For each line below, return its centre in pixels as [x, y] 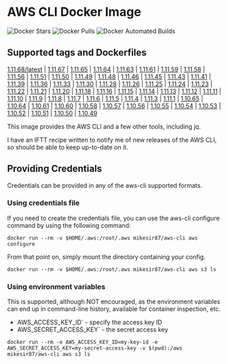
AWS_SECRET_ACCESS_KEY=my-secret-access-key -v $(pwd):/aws [95, 348]
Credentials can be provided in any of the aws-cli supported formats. [105, 185]
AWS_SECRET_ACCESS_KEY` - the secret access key [92, 330]
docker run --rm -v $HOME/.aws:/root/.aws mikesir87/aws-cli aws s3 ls [112, 269]
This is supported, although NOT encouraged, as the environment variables [114, 302]
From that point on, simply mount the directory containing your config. [106, 257]
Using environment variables [56, 286]
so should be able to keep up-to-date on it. [68, 147]
